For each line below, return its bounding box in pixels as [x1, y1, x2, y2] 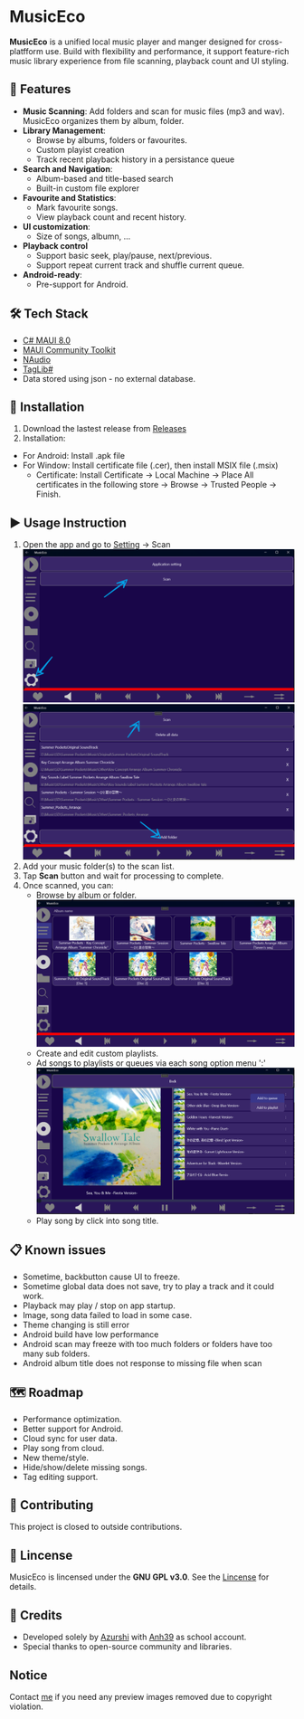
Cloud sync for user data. [22, 1432, 118, 1444]
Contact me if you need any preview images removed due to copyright [9, 1691, 272, 1702]
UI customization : [22, 221, 90, 232]
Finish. [35, 489, 62, 499]
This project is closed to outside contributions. [9, 1522, 183, 1533]
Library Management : [22, 125, 106, 136]
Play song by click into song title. [35, 1215, 159, 1227]
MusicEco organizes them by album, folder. [22, 115, 185, 126]
